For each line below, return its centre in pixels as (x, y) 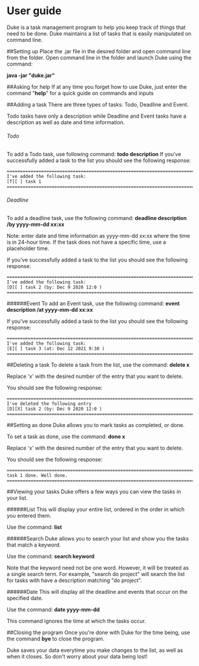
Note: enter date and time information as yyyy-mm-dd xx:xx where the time (99, 236)
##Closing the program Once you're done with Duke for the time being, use (99, 633)
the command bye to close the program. (56, 639)
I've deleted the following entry (49, 404)
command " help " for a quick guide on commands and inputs (80, 93)
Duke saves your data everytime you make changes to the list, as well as (95, 650)
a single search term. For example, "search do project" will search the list (96, 574)
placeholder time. (28, 248)
